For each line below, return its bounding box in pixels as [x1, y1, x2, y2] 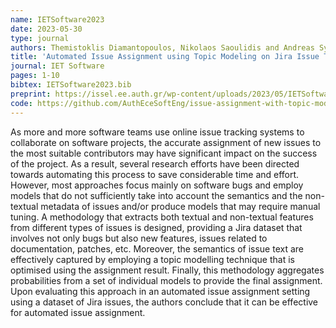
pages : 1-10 [10, 71, 60, 81]
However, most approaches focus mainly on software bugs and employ [10, 179, 304, 191]
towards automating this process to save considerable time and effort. [10, 168, 300, 180]
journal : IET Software [10, 61, 105, 71]
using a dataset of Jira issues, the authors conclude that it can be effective [10, 296, 319, 308]
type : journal [10, 33, 70, 43]
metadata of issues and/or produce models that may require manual [40, 200, 321, 212]
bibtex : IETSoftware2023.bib [10, 80, 132, 90]
